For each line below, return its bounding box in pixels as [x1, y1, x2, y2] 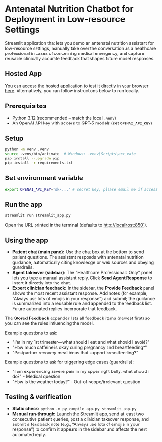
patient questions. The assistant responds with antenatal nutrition [12, 254, 144, 260]
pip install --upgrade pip [5, 156, 60, 161]
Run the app [5, 200, 42, 209]
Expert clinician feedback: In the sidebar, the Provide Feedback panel [12, 285, 155, 291]
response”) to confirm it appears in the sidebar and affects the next [12, 426, 147, 432]
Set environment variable [5, 174, 84, 182]
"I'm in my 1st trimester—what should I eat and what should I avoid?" [12, 339, 150, 345]
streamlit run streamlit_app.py [5, 213, 71, 218]
